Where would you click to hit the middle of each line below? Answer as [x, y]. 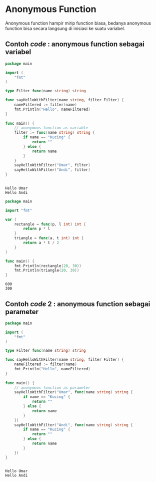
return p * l [37, 229]
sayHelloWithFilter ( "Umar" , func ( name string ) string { [74, 392]
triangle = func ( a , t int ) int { [49, 238]
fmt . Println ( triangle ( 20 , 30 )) [47, 271]
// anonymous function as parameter [52, 388]
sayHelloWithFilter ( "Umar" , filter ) [52, 165]
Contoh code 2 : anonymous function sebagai [78, 304]
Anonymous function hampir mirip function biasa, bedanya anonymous [78, 23]
